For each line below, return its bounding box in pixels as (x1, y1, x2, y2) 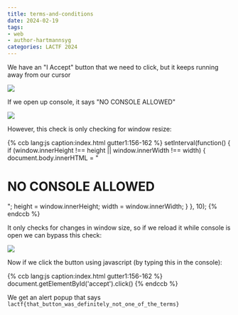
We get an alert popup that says (7, 293, 101, 301)
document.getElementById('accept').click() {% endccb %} (7, 279, 178, 288)
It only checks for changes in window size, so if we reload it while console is (7, 223, 231, 232)
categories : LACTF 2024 (7, 43, 78, 50)
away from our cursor (7, 70, 71, 79)
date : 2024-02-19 (7, 17, 59, 24)
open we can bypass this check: (7, 230, 102, 239)
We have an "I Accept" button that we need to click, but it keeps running (7, 63, 219, 71)
